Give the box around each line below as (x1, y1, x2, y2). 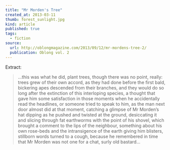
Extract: (5, 64, 22, 70)
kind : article (5, 21, 36, 27)
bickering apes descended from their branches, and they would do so (17, 84, 164, 91)
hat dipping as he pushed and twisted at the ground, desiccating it (17, 111, 157, 117)
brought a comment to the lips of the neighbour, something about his (17, 123, 162, 129)
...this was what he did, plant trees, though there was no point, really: (17, 74, 163, 80)
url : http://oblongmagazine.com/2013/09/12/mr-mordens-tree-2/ (10, 45, 147, 50)
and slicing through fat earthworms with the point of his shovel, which (17, 117, 164, 123)
